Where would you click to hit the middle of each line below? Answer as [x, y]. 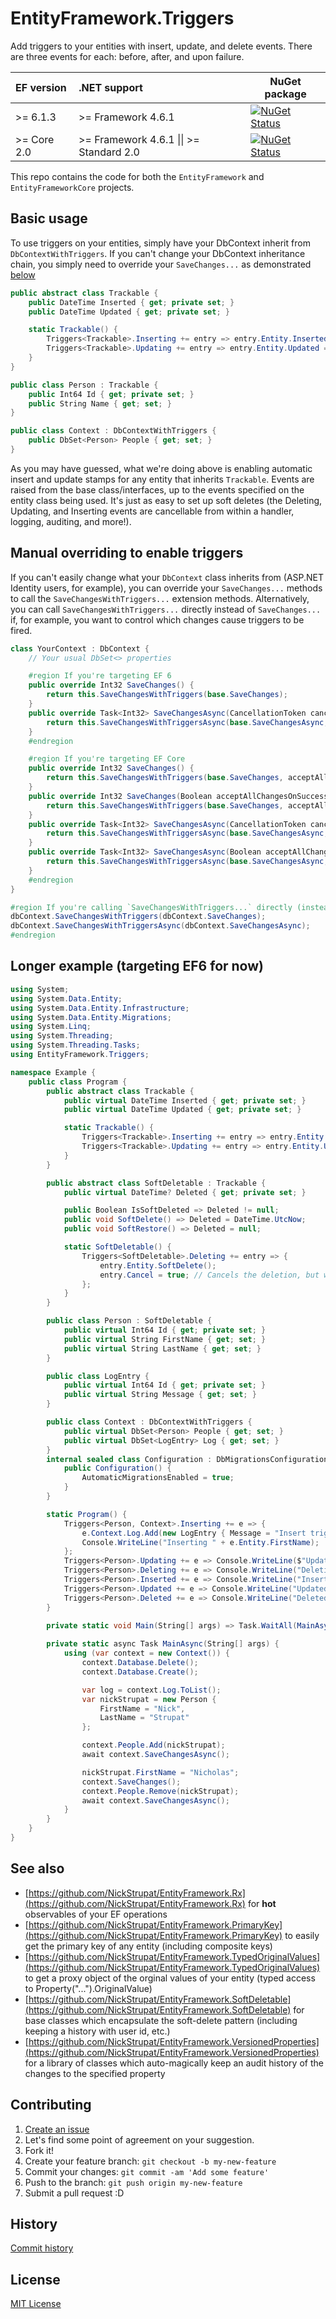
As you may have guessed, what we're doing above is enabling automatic [161, 468]
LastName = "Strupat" [144, 1718]
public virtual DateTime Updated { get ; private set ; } [182, 1110]
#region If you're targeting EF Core [107, 759]
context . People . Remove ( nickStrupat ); [160, 1791]
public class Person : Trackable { [84, 385]
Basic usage [49, 218]
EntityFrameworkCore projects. [72, 187]
